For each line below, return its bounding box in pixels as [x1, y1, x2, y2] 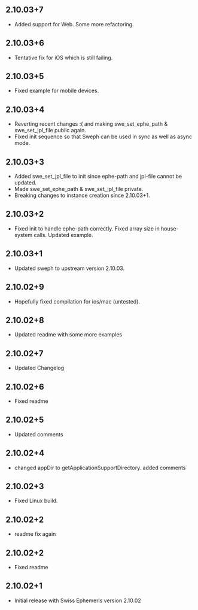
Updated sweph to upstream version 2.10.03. [14, 265, 125, 272]
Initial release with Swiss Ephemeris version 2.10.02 [14, 597, 141, 604]
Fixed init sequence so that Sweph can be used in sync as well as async [14, 133, 193, 140]
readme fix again [14, 530, 56, 538]
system [14, 231, 33, 238]
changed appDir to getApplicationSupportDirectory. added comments [14, 464, 186, 471]
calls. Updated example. [33, 231, 93, 238]
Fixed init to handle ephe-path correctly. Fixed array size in [14, 224, 160, 232]
